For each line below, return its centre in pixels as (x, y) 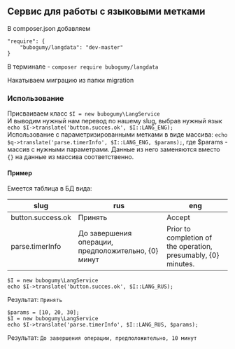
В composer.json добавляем (49, 28)
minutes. (181, 264)
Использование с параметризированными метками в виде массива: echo (117, 135)
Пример (20, 173)
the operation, (190, 247)
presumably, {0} (193, 255)
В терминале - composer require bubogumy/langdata (83, 67)
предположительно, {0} (118, 251)
